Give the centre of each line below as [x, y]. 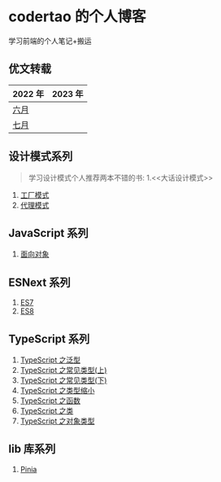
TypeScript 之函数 [50, 401]
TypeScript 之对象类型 [57, 421]
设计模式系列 [41, 157]
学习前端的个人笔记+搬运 [50, 41]
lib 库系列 [32, 449]
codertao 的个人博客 [77, 17]
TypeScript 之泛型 [50, 360]
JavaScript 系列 [49, 233]
